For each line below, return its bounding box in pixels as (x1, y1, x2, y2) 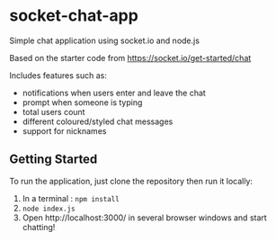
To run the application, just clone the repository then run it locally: (9, 175, 254, 186)
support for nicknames (22, 125, 107, 136)
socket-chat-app (9, 5, 139, 26)
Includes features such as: (9, 69, 108, 81)
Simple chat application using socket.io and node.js (9, 35, 200, 46)
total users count (22, 106, 85, 117)
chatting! (22, 221, 56, 232)
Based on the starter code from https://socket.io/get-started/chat (9, 52, 252, 63)
